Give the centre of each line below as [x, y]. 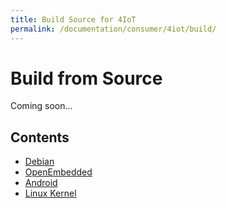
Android [41, 183]
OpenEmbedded [58, 172]
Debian [39, 162]
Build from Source [86, 78]
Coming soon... [41, 106]
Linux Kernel [50, 193]
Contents [40, 137]
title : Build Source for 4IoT [73, 19]
